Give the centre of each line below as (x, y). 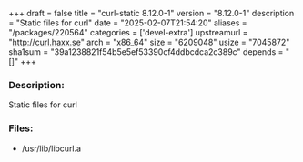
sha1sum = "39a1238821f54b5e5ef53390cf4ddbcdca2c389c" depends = (146, 52)
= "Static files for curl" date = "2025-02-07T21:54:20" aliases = (128, 23)
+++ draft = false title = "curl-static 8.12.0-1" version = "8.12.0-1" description (151, 13)
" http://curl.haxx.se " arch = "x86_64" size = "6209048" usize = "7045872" (149, 42)
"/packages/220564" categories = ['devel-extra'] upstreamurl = (128, 32)
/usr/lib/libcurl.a (51, 148)
